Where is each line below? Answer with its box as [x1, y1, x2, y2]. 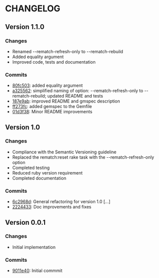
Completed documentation [12, 175, 67, 181]
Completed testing [12, 165, 50, 171]
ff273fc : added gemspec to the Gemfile [12, 104, 92, 109]
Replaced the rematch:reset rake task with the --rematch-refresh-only [12, 154, 155, 160]
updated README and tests [47, 93, 103, 99]
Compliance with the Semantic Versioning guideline [12, 149, 117, 155]
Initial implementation [12, 244, 56, 250]
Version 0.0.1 [5, 218, 46, 227]
